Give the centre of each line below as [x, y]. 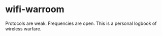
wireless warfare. [23, 28]
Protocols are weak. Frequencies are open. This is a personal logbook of [81, 23]
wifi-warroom [35, 9]
